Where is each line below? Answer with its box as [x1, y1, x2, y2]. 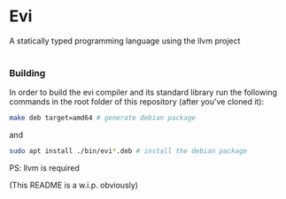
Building [9, 66, 46, 79]
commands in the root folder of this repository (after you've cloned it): [9, 96, 265, 107]
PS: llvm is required [9, 162, 80, 173]
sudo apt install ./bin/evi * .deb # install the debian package [9, 147, 248, 156]
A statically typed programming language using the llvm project [9, 35, 241, 46]
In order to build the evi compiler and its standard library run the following [9, 87, 277, 98]
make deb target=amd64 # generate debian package [9, 113, 197, 123]
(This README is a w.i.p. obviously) [9, 180, 139, 190]
